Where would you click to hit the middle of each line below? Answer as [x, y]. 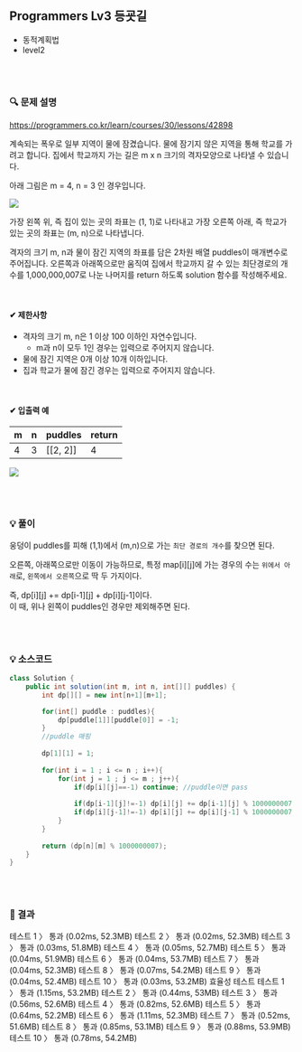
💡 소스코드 [31, 659]
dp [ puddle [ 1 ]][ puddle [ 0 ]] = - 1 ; [118, 720]
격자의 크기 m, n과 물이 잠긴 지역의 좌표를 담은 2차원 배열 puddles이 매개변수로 [149, 252]
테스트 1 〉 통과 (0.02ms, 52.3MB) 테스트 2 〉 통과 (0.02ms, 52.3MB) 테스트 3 [150, 936]
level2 [33, 50]
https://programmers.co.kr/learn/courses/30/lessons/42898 [121, 126]
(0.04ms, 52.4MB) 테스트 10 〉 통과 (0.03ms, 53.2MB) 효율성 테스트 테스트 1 [147, 981]
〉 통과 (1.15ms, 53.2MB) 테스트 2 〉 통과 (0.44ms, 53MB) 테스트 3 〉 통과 [143, 992]
